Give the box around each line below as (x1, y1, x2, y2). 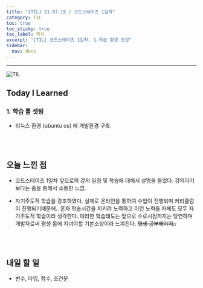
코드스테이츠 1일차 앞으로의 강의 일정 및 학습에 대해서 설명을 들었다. (14, 177, 174, 185)
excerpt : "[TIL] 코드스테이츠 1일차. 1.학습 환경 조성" (6, 37, 132, 43)
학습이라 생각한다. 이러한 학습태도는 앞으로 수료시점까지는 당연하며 (36, 212, 193, 220)
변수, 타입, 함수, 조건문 (14, 275, 68, 282)
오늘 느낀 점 (6, 160, 47, 170)
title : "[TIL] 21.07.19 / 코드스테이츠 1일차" (6, 8, 115, 15)
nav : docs (11, 48, 36, 54)
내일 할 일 (6, 258, 40, 268)
